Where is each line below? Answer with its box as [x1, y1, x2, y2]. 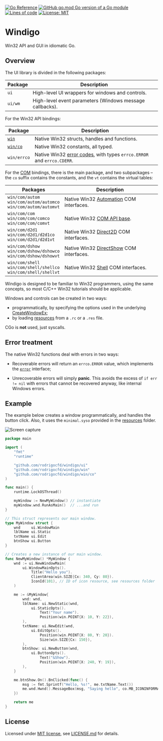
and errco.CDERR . [34, 157, 74, 164]
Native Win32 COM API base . [64, 215, 131, 221]
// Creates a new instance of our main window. [5, 552, 103, 557]
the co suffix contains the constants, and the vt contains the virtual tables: [5, 174, 153, 180]
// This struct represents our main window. [5, 516, 97, 521]
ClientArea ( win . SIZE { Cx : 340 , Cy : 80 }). [31, 574, 114, 579]
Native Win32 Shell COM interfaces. [64, 264, 147, 271]
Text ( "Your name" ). [39, 610, 79, 615]
